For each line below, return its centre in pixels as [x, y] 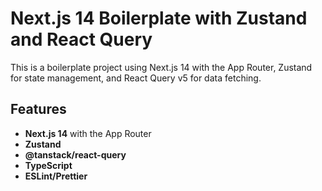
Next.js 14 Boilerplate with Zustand [159, 18]
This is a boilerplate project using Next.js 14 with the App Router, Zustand [161, 67]
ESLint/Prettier [56, 176]
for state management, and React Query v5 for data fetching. [136, 78]
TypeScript [48, 165]
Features [38, 109]
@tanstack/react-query [75, 154]
